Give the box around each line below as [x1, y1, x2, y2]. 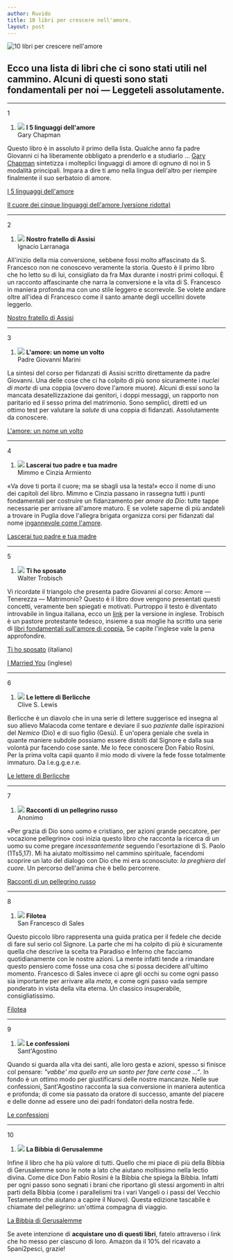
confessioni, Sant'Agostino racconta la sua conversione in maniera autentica [7, 1083, 225, 1091]
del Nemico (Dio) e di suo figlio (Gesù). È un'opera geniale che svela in [7, 729, 209, 737]
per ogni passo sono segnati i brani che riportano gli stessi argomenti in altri [7, 1181, 225, 1189]
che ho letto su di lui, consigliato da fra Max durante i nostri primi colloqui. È [7, 270, 224, 279]
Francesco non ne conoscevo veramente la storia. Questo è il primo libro [7, 264, 215, 272]
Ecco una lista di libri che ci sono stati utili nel [7, 62, 207, 74]
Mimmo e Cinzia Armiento [17, 469, 92, 477]
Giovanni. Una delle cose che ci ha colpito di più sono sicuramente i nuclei [7, 376, 220, 385]
